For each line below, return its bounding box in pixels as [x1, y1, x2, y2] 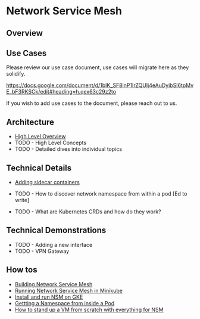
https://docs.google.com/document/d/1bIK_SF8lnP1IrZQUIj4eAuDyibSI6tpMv [6, 82, 194, 89]
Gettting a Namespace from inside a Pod [14, 299, 115, 306]
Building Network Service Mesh [14, 280, 93, 287]
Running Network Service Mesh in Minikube [14, 287, 123, 294]
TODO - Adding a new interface [14, 241, 93, 248]
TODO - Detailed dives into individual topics [14, 145, 123, 153]
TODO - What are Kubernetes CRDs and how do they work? [14, 208, 162, 215]
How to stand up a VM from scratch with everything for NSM [14, 306, 164, 313]
